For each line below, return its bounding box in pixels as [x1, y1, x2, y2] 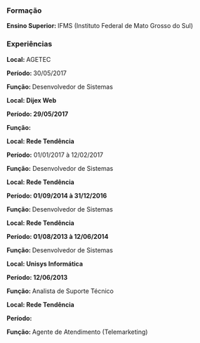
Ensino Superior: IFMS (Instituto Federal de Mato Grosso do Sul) [6, 22, 194, 30]
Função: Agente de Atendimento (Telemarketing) [6, 328, 148, 336]
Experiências [6, 39, 53, 49]
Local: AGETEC [6, 55, 51, 63]
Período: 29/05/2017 [6, 110, 69, 118]
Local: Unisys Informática [6, 259, 84, 268]
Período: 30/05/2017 [6, 69, 67, 77]
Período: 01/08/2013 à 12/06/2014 [6, 232, 109, 240]
